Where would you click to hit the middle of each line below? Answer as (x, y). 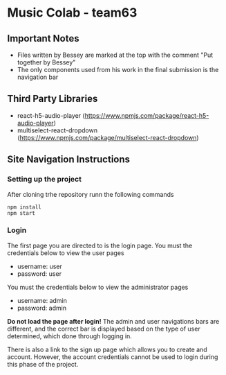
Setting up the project (44, 180)
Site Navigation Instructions (68, 160)
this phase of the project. (43, 364)
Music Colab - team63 (72, 13)
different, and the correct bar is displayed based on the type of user (104, 329)
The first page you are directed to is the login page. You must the (100, 245)
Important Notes (43, 38)
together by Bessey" (46, 62)
